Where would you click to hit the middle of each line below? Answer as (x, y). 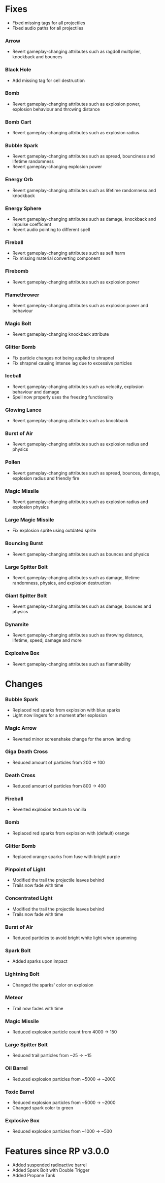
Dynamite (17, 625)
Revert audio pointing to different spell (51, 230)
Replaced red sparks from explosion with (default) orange (71, 833)
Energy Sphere (23, 208)
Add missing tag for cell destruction (49, 80)
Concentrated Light (29, 898)
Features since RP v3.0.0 (57, 1151)
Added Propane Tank (34, 1176)
